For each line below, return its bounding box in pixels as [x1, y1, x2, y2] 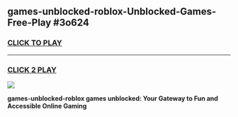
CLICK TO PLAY [7, 38, 62, 48]
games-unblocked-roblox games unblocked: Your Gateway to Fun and [7, 94, 218, 102]
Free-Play [7, 17, 52, 29]
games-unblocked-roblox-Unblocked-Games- [7, 6, 217, 18]
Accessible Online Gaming [7, 101, 87, 110]
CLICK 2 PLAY [7, 65, 57, 74]
